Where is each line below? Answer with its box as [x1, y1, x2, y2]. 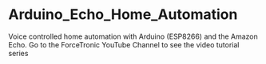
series [8, 48, 29, 58]
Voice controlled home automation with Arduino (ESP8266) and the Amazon [8, 32, 258, 41]
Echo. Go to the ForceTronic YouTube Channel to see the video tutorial [8, 40, 240, 49]
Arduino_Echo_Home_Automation [8, 6, 238, 24]
